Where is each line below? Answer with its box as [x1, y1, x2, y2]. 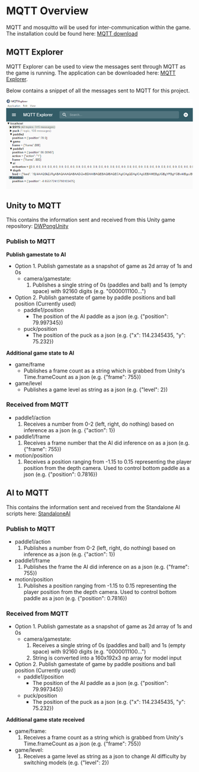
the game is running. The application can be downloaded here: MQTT [6, 69, 176, 76]
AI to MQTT [6, 488, 49, 498]
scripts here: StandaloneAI [6, 510, 71, 517]
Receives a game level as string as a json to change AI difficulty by [23, 753, 187, 760]
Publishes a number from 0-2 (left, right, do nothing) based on [23, 544, 176, 551]
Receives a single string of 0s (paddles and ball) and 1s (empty [32, 642, 186, 649]
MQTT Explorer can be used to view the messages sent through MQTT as [6, 63, 186, 70]
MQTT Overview [6, 4, 89, 18]
